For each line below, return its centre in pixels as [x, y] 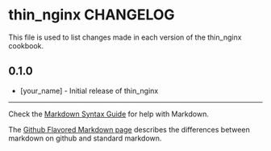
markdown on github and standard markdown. [85, 138]
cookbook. [26, 45]
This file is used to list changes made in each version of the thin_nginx [125, 37]
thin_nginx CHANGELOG [92, 15]
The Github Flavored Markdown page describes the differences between [129, 129]
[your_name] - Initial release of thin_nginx [89, 90]
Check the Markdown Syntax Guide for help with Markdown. [109, 114]
